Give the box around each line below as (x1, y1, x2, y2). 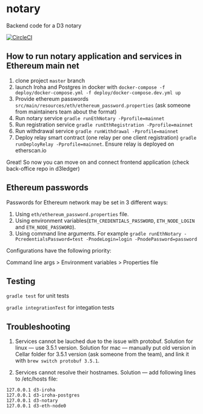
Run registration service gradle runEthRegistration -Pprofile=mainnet (15, 121, 193, 128)
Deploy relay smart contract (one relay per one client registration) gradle (15, 134, 197, 141)
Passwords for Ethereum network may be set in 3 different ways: (6, 199, 168, 206)
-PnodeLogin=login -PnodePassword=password (85, 236, 198, 242)
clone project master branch (15, 76, 85, 84)
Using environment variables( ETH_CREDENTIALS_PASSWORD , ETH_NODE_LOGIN (15, 217, 195, 224)
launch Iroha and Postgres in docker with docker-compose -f (15, 83, 165, 90)
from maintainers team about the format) (15, 108, 117, 115)
